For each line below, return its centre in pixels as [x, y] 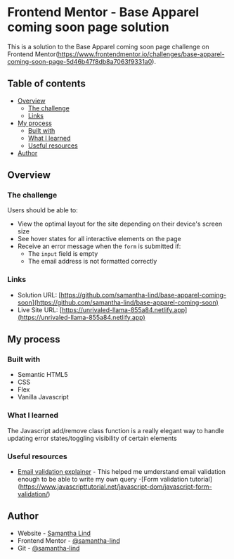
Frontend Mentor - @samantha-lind [69, 540]
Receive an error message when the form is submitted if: [99, 246]
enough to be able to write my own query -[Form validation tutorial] [115, 480]
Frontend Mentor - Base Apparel [103, 12]
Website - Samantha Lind [54, 533]
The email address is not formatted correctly [92, 262]
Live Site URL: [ [40, 309]
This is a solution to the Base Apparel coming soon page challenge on [108, 46]
